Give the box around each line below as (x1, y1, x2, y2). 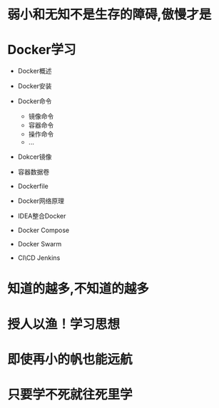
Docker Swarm (17, 240, 62, 249)
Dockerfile (17, 182, 49, 191)
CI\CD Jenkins (17, 253, 61, 262)
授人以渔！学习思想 (7, 316, 121, 332)
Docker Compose (17, 226, 70, 235)
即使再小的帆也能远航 (7, 351, 133, 367)
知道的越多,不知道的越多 (7, 281, 150, 297)
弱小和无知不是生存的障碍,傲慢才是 (7, 6, 212, 23)
